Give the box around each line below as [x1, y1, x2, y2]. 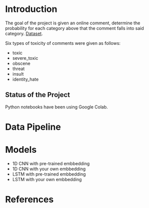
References [5, 194, 54, 205]
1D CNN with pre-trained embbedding [12, 160, 90, 166]
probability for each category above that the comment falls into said [5, 25, 144, 31]
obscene [12, 60, 31, 66]
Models [5, 144, 37, 155]
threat [12, 66, 25, 72]
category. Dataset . [5, 30, 43, 36]
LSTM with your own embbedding [12, 176, 82, 182]
